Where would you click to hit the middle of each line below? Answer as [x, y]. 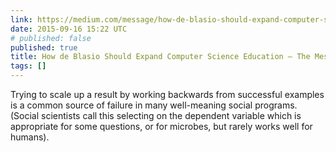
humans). [30, 137]
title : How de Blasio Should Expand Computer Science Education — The [160, 57]
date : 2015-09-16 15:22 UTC [69, 29]
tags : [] [28, 66]
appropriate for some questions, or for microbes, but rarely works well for [161, 126]
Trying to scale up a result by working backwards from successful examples [167, 94]
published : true [44, 47]
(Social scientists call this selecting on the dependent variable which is [156, 115]
